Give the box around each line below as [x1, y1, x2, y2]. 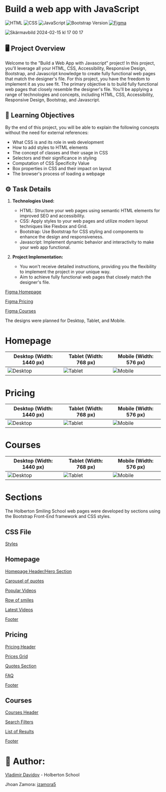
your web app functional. [19, 244, 71, 250]
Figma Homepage [5, 289, 41, 295]
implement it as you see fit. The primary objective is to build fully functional [5, 81, 158, 87]
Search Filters [5, 719, 34, 725]
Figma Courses [5, 308, 36, 314]
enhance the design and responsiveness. [19, 234, 104, 240]
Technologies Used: [12, 198, 55, 204]
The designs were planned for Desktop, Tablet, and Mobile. [5, 318, 126, 324]
